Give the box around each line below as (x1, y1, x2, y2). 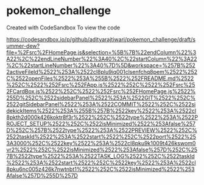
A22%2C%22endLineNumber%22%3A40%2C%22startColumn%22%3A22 (6, 55, 197, 62)
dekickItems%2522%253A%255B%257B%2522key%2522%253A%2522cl (6, 107, 197, 114)
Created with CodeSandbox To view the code (6, 24, 121, 31)
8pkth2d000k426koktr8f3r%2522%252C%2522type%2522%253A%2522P (6, 114, 199, 121)
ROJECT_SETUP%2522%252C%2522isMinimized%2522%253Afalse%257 (6, 120, 196, 127)
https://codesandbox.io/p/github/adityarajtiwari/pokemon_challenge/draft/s (6, 35, 196, 43)
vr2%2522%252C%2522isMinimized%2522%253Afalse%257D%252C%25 (6, 146, 198, 153)
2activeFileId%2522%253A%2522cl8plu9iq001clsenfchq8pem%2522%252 (6, 68, 198, 75)
